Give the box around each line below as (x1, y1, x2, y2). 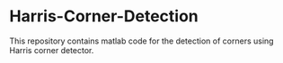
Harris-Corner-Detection (9, 6, 199, 27)
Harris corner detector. (9, 44, 94, 55)
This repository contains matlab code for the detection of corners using (9, 35, 274, 46)
